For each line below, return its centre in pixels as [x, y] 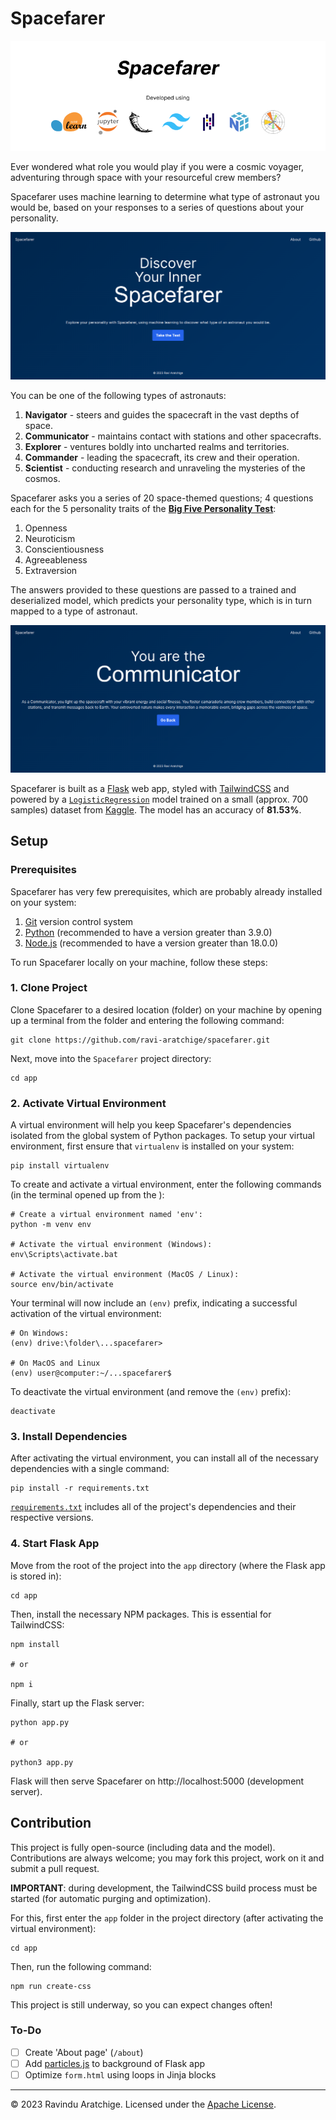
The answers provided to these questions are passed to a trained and [153, 590]
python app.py [40, 1722]
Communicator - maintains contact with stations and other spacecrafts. [173, 436]
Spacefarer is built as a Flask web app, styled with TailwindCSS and [150, 788]
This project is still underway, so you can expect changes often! [141, 2004]
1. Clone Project [49, 988]
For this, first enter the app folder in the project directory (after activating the [167, 1918]
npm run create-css [51, 1986]
